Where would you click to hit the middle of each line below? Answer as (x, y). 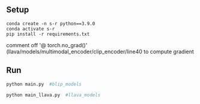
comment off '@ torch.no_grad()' (47, 45)
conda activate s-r (31, 29)
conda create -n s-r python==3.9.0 (51, 23)
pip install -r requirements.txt (48, 34)
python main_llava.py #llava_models (53, 95)
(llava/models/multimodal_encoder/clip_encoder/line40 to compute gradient (100, 51)
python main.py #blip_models (44, 84)
